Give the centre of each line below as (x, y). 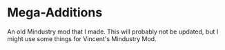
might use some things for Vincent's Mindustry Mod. (82, 38)
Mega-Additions (55, 13)
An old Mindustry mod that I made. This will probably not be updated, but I (113, 32)
